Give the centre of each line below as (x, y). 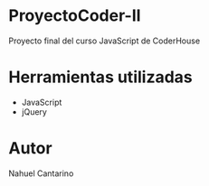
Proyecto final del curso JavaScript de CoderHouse (104, 41)
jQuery (34, 112)
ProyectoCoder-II (75, 16)
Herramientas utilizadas (101, 77)
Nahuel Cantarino (41, 173)
